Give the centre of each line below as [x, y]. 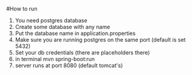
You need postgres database [51, 20]
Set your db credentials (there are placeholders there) [82, 53]
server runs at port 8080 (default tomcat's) [69, 65]
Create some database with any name [63, 27]
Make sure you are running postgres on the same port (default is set [100, 40]
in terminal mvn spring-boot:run [55, 59]
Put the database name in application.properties [75, 33]
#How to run [22, 9]
